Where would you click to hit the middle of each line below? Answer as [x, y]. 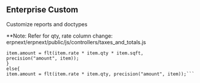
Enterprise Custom [42, 10]
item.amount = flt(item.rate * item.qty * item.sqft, [75, 53]
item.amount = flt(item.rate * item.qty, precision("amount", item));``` [101, 74]
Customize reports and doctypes [47, 24]
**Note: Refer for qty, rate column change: [59, 36]
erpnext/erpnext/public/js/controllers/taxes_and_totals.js [76, 42]
